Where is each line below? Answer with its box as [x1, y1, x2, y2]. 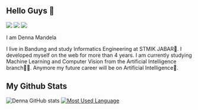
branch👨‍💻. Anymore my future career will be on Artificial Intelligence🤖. [6, 64, 179, 71]
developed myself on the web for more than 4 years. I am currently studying [6, 51, 192, 59]
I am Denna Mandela [6, 34, 57, 41]
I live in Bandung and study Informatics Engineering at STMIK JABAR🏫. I [6, 45, 182, 52]
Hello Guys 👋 [6, 6, 55, 16]
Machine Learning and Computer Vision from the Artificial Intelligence [6, 57, 177, 65]
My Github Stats [6, 81, 67, 92]
